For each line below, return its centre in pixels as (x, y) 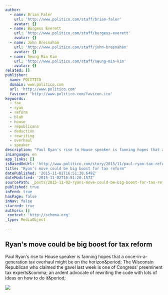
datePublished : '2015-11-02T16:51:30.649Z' (51, 173)
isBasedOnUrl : (20, 164)
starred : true (20, 206)
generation (16, 262)
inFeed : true (19, 192)
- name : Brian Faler (31, 15)
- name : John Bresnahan (34, 43)
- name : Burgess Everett (35, 29)
